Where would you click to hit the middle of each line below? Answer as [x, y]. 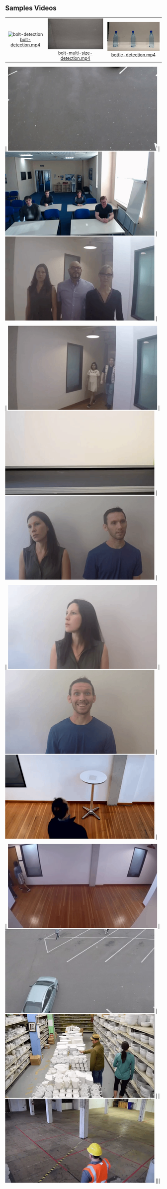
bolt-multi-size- [75, 53]
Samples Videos [31, 8]
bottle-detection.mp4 [133, 55]
